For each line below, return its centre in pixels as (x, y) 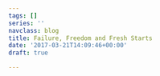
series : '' (27, 23)
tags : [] (23, 16)
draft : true (28, 53)
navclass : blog (34, 30)
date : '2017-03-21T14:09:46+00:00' (68, 46)
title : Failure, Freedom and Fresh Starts (80, 38)
